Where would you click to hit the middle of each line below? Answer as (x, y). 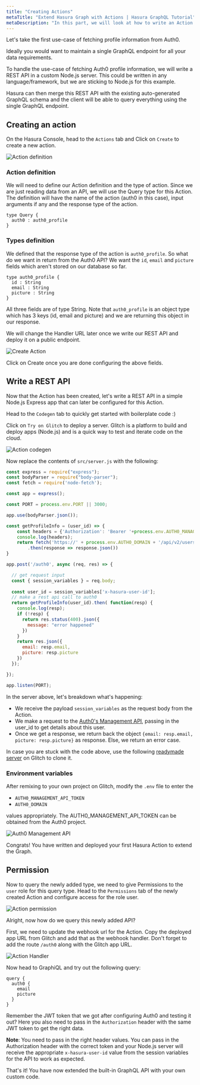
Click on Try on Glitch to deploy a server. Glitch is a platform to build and (97, 425)
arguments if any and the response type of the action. (72, 204)
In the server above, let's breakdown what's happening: (74, 697)
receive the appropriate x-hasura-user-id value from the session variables (97, 1052)
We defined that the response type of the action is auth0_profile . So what (97, 253)
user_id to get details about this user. (60, 727)
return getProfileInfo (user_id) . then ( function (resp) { (82, 603)
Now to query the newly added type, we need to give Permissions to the (95, 884)
